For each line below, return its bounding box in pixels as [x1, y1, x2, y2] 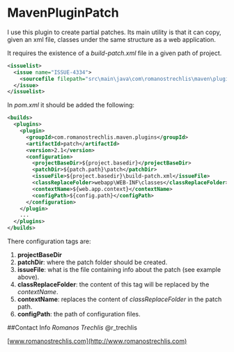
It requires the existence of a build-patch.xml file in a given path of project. [7, 49, 222, 57]
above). [17, 273, 40, 282]
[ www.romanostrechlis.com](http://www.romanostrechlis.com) [7, 337, 187, 346]
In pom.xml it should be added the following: [7, 101, 134, 109]
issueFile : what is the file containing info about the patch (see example [17, 266, 221, 274]
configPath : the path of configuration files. [17, 310, 141, 319]
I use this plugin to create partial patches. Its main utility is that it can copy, [7, 28, 221, 36]
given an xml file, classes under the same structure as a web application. [7, 35, 216, 43]
